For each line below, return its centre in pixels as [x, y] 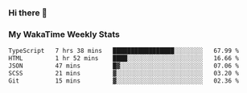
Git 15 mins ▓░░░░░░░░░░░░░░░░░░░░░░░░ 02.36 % [124, 81]
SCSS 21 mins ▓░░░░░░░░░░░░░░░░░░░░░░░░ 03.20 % [124, 73]
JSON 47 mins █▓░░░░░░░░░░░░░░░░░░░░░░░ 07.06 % [124, 66]
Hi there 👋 [28, 13]
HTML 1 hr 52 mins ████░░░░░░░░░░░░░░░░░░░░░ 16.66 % [124, 59]
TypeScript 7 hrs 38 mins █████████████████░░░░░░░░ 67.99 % [124, 51]
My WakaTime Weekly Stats [64, 34]
